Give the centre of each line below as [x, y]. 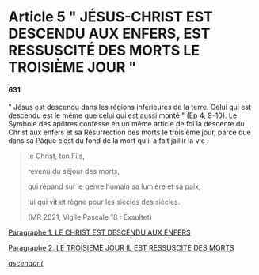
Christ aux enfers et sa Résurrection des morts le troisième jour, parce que [129, 132]
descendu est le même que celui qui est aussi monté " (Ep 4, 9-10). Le [123, 115]
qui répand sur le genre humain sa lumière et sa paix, [114, 186]
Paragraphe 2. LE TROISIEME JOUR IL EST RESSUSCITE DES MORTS [122, 248]
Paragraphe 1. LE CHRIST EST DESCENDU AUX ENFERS [100, 232]
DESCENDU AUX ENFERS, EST [109, 34]
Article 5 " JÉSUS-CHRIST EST [110, 17]
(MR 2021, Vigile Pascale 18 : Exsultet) [90, 217]
